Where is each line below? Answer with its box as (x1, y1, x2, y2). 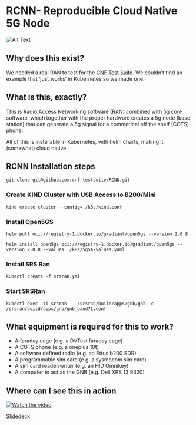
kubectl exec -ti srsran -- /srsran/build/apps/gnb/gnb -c (6, 301, 154, 307)
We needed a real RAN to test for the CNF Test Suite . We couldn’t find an (6, 69, 183, 76)
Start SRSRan (6, 287, 45, 295)
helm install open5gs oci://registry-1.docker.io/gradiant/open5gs (6, 241, 175, 247)
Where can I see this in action (6, 386, 117, 396)
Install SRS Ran (6, 260, 50, 268)
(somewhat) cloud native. (6, 144, 68, 151)
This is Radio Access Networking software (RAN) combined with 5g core (6, 108, 182, 115)
